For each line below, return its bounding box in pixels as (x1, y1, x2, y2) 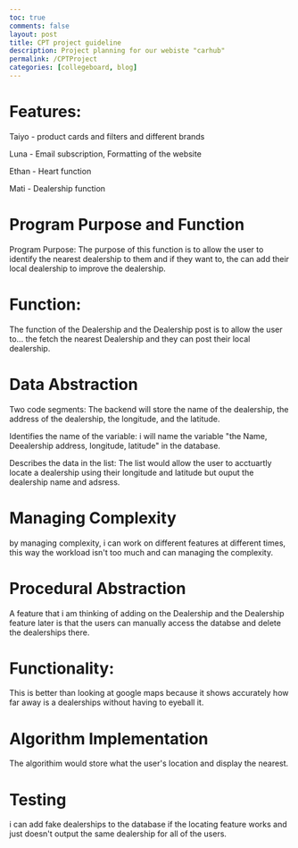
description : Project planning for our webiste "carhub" (9, 47, 226, 55)
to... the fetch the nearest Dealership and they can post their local (9, 333, 251, 344)
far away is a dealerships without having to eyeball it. (9, 697, 204, 708)
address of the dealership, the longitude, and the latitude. (9, 413, 220, 424)
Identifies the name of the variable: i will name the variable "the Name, (9, 430, 268, 441)
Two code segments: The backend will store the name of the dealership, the (9, 403, 289, 414)
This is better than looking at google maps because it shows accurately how (9, 688, 289, 699)
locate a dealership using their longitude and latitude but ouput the (9, 467, 254, 478)
